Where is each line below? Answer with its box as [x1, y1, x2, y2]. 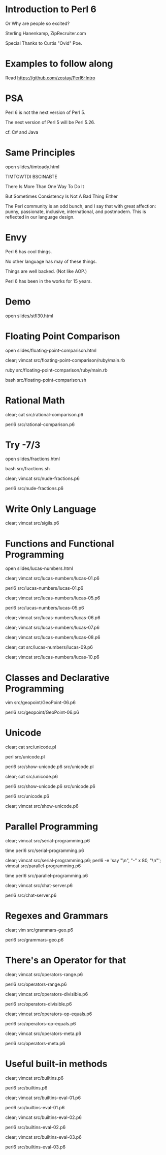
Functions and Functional [5, 538, 114, 550]
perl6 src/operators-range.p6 [5, 981, 67, 987]
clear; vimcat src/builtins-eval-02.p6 [5, 1114, 82, 1120]
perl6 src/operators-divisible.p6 [5, 1001, 72, 1007]
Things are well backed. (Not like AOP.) [5, 268, 87, 274]
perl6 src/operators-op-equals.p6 [5, 1021, 76, 1026]
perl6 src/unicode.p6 [5, 793, 50, 799]
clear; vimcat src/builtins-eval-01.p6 [5, 1095, 81, 1101]
